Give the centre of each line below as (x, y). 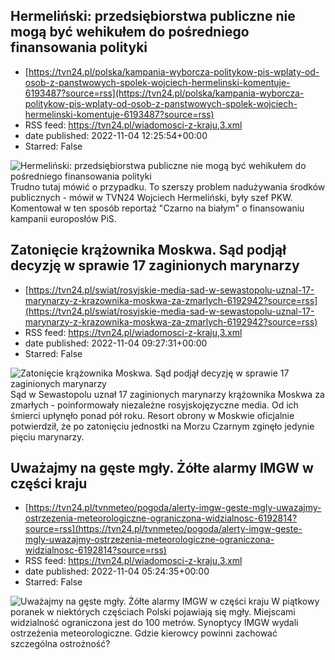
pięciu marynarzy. (47, 436)
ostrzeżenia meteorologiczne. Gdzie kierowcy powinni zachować (144, 633)
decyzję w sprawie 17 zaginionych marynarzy (155, 265)
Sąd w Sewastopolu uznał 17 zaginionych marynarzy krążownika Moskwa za (167, 394)
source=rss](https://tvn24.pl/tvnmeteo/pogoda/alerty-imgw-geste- (163, 529)
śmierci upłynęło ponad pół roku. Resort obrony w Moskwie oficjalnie (152, 415)
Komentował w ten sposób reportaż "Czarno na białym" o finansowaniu (157, 208)
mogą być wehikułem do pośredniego (130, 32)
